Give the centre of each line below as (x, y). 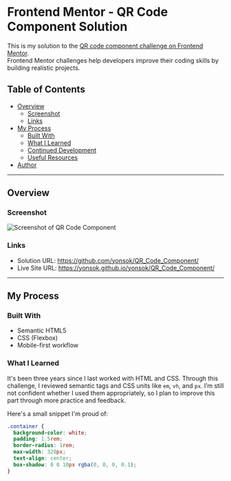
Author (27, 165)
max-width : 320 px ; (40, 452)
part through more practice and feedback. (67, 400)
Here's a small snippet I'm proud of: (58, 413)
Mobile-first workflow (48, 345)
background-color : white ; (51, 433)
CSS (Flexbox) (37, 338)
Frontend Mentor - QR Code (88, 12)
